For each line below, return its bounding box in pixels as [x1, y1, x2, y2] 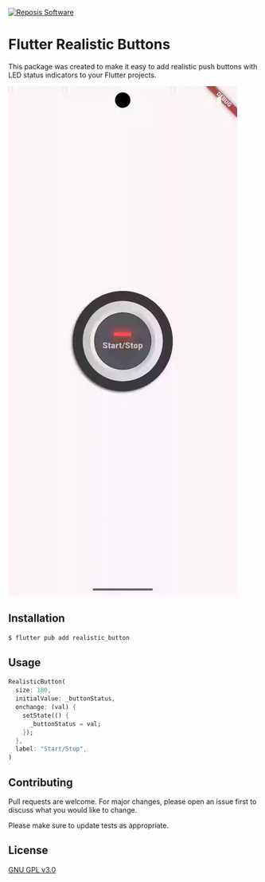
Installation [8, 612, 65, 625]
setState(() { [22, 711, 69, 719]
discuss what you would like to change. [8, 806, 138, 814]
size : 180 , [15, 686, 52, 695]
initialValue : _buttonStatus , [15, 695, 115, 703]
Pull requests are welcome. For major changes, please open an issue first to [8, 797, 257, 806]
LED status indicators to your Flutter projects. [8, 70, 157, 80]
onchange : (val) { [15, 704, 77, 711]
